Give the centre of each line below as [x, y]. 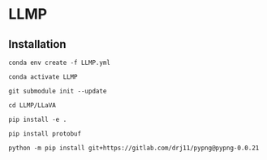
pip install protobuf [45, 134]
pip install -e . [38, 119]
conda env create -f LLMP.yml [60, 63]
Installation [37, 44]
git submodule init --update [58, 91]
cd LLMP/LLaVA [32, 106]
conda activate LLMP [43, 77]
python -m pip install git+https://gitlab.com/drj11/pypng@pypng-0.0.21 [134, 148]
